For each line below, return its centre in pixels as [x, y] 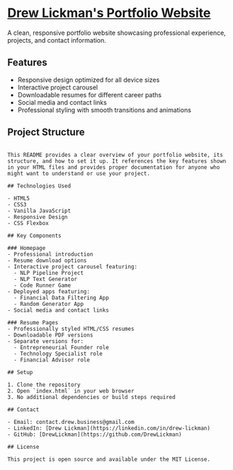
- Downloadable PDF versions [50, 335]
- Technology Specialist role [58, 354]
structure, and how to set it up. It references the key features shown [117, 161]
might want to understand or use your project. [79, 173]
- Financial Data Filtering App [62, 297]
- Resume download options [47, 261]
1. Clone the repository [44, 385]
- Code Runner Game [42, 285]
